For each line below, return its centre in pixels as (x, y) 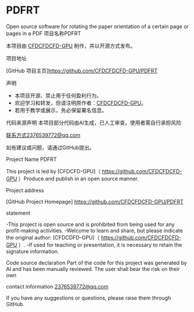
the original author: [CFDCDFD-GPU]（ (53, 237)
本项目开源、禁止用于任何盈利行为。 (58, 95)
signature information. (33, 251)
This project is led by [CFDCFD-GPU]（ (53, 171)
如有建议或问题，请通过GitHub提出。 (50, 148)
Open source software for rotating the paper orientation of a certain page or (97, 26)
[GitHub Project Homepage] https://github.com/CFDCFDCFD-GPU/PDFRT (95, 201)
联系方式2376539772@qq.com (43, 135)
